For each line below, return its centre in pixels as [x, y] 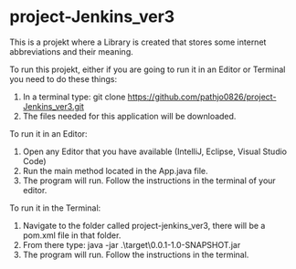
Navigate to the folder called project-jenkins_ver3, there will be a [144, 225]
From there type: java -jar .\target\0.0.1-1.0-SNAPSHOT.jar [132, 244]
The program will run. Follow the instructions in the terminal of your [149, 181]
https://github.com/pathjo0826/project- [202, 97]
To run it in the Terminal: [55, 208]
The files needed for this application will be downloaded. [129, 116]
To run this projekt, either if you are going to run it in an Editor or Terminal [148, 69]
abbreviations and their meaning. [72, 51]
